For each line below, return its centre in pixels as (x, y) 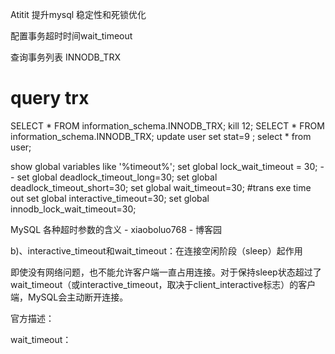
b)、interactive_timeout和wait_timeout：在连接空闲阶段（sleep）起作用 (156, 250)
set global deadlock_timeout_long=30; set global (117, 177)
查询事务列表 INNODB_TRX (65, 57)
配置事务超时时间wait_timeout (71, 36)
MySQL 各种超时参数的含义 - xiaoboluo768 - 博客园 (116, 229)
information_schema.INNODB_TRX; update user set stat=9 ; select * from (161, 136)
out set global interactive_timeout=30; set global (110, 198)
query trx (50, 98)
